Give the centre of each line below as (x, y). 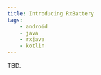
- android (34, 26)
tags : (15, 20)
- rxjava (32, 40)
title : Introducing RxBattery (51, 14)
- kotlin (32, 46)
